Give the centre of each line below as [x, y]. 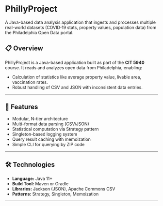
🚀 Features [22, 107]
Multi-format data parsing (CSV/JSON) [51, 124]
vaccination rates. [30, 82]
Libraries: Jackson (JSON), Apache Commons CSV [64, 189]
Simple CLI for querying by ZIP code [48, 144]
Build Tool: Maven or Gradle [40, 184]
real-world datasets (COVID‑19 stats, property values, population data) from [81, 27]
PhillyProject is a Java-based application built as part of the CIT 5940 [75, 62]
